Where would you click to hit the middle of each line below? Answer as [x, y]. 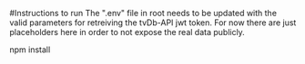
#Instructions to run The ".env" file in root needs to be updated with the [143, 13]
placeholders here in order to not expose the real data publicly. [127, 32]
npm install [30, 50]
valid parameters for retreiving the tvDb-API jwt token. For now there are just [153, 23]
